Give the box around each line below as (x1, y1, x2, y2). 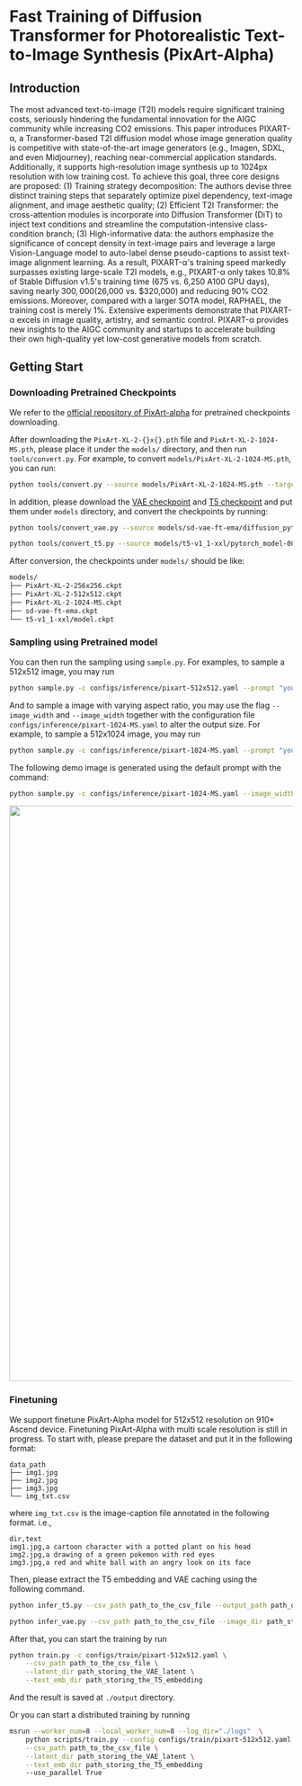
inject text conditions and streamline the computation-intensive (9, 219, 244, 229)
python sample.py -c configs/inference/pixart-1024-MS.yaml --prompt (9, 746, 276, 755)
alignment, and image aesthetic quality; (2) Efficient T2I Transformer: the (9, 200, 279, 210)
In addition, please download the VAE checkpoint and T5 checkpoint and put (9, 496, 293, 507)
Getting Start (9, 360, 84, 375)
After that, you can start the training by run (9, 1633, 168, 1644)
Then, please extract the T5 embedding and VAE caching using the (9, 1574, 258, 1585)
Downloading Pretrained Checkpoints (9, 387, 177, 399)
